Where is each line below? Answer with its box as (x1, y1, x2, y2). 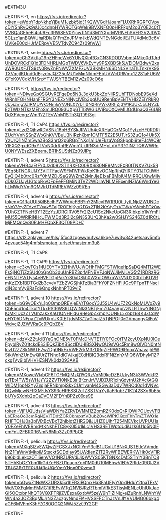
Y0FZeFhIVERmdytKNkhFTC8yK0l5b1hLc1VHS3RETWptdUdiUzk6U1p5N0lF (5, 423, 159, 429)
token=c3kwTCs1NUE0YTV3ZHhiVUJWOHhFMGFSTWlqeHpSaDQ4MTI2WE (5, 264, 161, 270)
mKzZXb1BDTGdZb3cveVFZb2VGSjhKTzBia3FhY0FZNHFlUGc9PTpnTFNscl (5, 280, 159, 286)
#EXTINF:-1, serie (5, 50, 41, 55)
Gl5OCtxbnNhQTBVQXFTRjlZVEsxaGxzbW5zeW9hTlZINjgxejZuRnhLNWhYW (5, 490, 161, 496)
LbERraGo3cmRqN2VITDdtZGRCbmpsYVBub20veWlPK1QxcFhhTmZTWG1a (5, 413, 159, 419)
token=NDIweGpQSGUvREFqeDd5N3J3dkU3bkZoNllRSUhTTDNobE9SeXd (5, 91, 157, 97)
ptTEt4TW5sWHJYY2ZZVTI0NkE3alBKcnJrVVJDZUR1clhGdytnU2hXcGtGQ (5, 377, 158, 383)
